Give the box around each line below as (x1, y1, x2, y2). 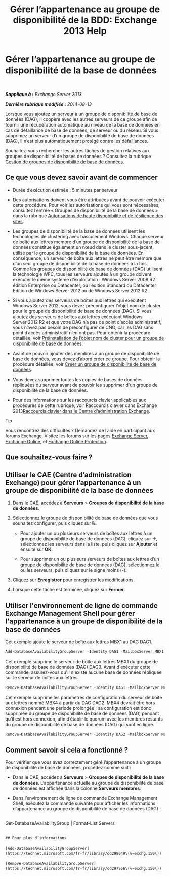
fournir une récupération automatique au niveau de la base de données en (5, 121, 160, 128)
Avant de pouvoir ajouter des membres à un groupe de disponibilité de (12, 350, 159, 356)
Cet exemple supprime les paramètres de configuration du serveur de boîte (5, 694, 162, 700)
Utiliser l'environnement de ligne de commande (5, 601, 158, 610)
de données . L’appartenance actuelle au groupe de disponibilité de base (12, 780, 164, 786)
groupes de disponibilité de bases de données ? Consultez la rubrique (5, 153, 151, 159)
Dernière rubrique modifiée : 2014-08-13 (5, 101, 92, 107)
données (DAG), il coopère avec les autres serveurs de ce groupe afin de (5, 116, 158, 122)
